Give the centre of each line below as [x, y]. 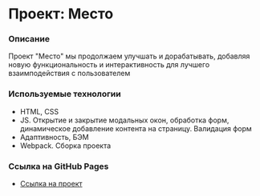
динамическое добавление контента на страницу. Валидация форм [136, 128]
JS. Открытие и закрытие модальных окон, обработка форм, [124, 120]
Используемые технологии [65, 94]
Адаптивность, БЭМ [55, 137]
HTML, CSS [39, 111]
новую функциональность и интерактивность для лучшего [109, 65]
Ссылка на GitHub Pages [59, 166]
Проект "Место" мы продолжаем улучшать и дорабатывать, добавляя [129, 56]
